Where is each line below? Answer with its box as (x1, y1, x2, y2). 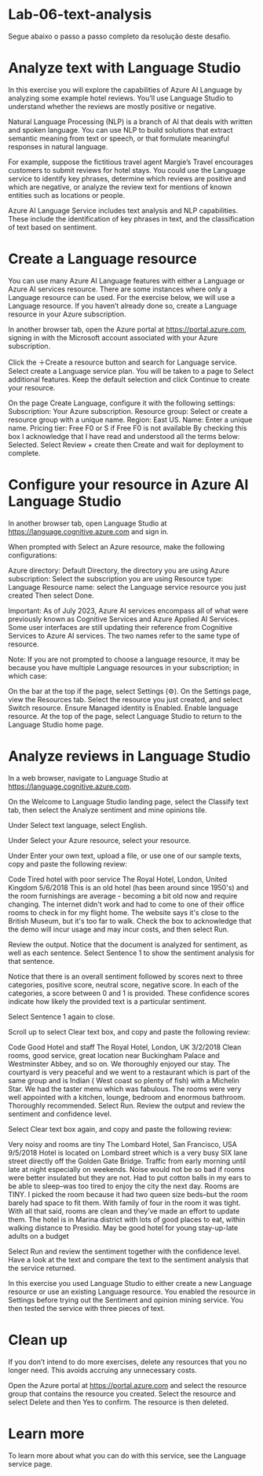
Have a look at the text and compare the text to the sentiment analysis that (8, 1254, 249, 1264)
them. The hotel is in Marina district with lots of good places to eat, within (8, 1214, 246, 1224)
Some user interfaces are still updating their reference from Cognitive (8, 622, 233, 632)
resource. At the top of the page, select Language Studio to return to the (8, 711, 242, 720)
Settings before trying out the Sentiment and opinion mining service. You (8, 1295, 243, 1305)
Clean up (8, 1331, 68, 1349)
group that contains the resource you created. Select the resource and (8, 1389, 236, 1398)
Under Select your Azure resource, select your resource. (8, 835, 192, 845)
